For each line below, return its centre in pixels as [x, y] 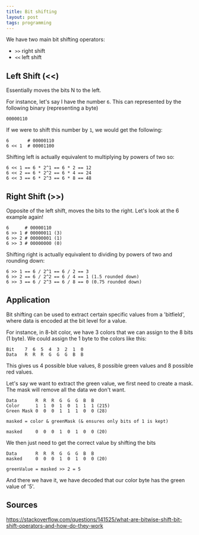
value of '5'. [20, 486]
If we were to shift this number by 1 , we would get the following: [84, 130]
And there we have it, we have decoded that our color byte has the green [96, 480]
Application [28, 300]
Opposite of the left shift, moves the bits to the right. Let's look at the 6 [93, 211]
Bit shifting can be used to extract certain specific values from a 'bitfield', [96, 314]
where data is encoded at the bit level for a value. [67, 320]
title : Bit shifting [32, 12]
